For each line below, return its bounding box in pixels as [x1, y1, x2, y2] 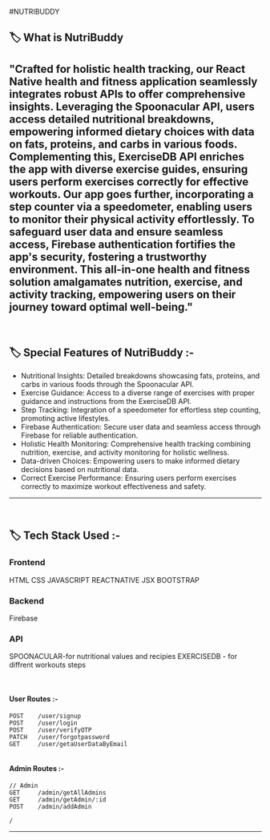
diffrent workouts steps [9, 660, 87, 670]
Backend [9, 595, 45, 606]
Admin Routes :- [9, 764, 65, 773]
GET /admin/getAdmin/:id [9, 795, 107, 804]
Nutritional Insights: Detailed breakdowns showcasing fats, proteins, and [20, 371, 260, 381]
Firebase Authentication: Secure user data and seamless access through [20, 422, 261, 432]
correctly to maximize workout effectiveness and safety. [20, 482, 207, 491]
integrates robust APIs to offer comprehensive [9, 87, 246, 101]
